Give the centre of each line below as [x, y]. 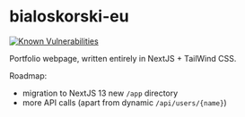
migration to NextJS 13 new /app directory [100, 93]
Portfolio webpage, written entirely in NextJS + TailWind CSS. [123, 58]
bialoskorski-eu [69, 17]
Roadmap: [28, 75]
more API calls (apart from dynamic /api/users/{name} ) [124, 102]
